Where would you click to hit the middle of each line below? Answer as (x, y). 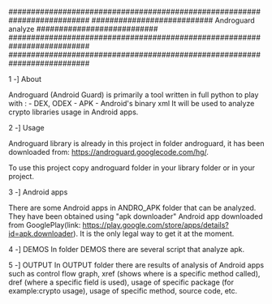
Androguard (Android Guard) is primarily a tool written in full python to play (134, 95)
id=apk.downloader (41, 233)
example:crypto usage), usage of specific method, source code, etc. (123, 291)
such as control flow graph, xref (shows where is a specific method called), (134, 274)
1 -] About (25, 79)
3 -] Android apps (38, 192)
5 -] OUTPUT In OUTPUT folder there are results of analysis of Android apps (136, 265)
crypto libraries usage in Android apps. (73, 112)
